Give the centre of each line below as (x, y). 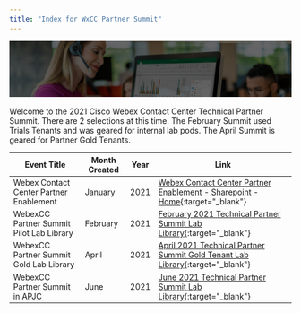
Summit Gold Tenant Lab (203, 255)
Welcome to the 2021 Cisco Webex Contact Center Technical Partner (137, 111)
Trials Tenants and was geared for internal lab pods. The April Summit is (142, 131)
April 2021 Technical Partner (211, 246)
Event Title (45, 165)
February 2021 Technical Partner (219, 214)
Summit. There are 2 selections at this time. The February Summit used (140, 121)
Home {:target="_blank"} (202, 201)
